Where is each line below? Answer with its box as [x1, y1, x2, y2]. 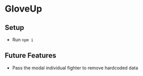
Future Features [5, 51, 57, 60]
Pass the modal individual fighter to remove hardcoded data [12, 64, 138, 71]
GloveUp [5, 3, 42, 15]
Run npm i [12, 36, 34, 43]
